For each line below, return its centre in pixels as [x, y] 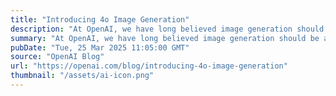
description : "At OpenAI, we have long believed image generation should [167, 29]
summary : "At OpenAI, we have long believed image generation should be [165, 38]
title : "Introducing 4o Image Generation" [100, 19]
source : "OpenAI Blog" [57, 57]
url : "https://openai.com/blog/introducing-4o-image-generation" [149, 66]
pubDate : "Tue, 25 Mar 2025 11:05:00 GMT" [100, 47]
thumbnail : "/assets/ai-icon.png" [82, 76]
